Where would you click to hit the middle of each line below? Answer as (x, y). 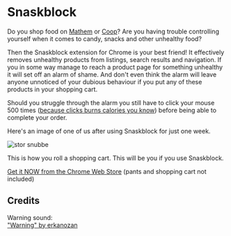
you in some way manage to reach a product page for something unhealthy (115, 67)
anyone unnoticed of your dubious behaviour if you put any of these (105, 81)
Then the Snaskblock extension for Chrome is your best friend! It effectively (116, 52)
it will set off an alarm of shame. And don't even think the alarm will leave (112, 74)
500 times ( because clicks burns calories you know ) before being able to (112, 110)
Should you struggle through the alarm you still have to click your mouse (111, 102)
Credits (24, 201)
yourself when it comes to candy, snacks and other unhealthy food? (104, 38)
